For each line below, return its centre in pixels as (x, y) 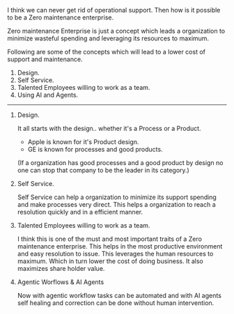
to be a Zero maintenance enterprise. (60, 17)
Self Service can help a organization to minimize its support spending (117, 197)
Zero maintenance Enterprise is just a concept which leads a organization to (116, 31)
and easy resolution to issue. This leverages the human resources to (115, 254)
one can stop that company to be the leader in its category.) (103, 170)
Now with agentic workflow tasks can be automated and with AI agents (119, 296)
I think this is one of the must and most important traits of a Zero (109, 239)
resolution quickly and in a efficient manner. (80, 212)
